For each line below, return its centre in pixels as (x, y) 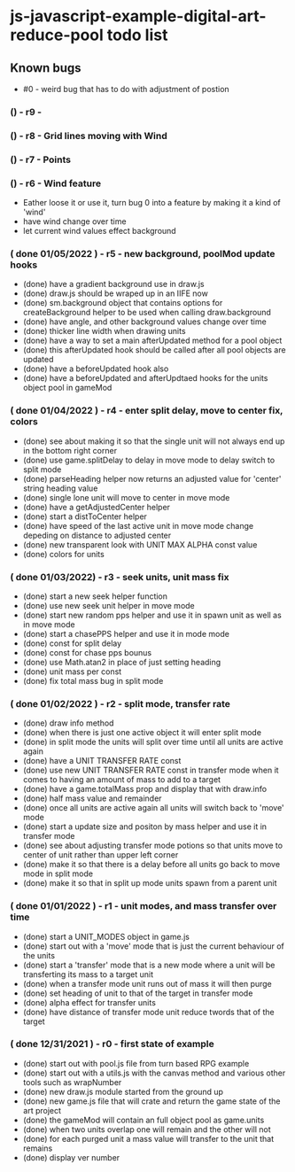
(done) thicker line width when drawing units (104, 331)
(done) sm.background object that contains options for (123, 303)
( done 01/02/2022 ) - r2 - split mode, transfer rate (120, 703)
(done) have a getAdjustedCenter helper (97, 507)
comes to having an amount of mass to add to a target (121, 780)
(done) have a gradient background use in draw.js (113, 284)
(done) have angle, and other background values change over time (144, 322)
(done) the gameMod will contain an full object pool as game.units (144, 1120)
